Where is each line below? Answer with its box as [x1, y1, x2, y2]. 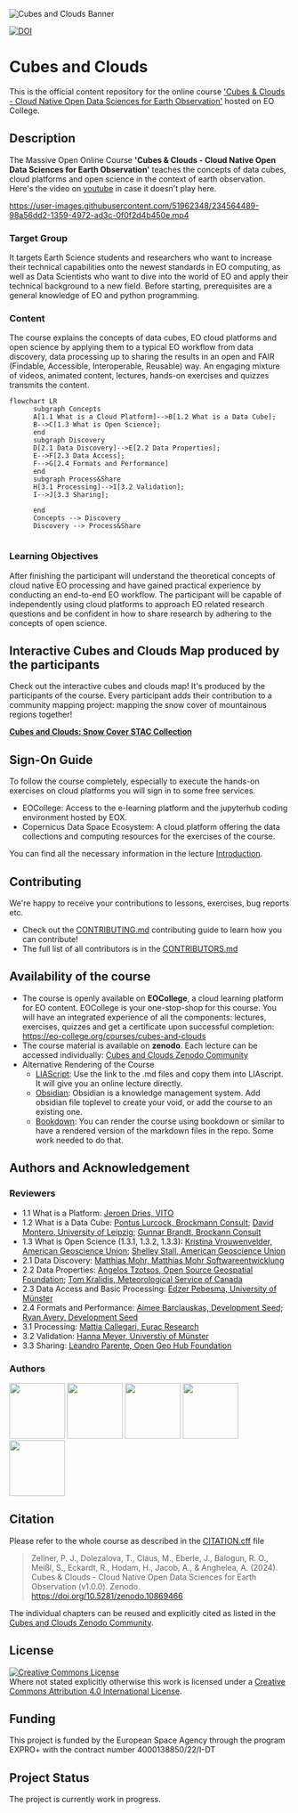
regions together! [9, 709, 73, 720]
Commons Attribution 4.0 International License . [9, 1686, 182, 1696]
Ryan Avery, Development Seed [21, 1312, 139, 1322]
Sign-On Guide [9, 752, 93, 768]
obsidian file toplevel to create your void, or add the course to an [35, 1096, 273, 1108]
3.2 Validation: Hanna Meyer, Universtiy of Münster [21, 1330, 209, 1341]
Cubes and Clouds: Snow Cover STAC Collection [9, 727, 193, 737]
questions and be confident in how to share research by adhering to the [9, 608, 272, 619]
